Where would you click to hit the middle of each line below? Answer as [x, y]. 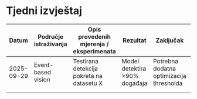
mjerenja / [94, 44]
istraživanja [50, 44]
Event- [44, 64]
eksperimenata [94, 51]
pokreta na [88, 76]
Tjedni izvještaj [44, 11]
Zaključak [170, 40]
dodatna [165, 69]
